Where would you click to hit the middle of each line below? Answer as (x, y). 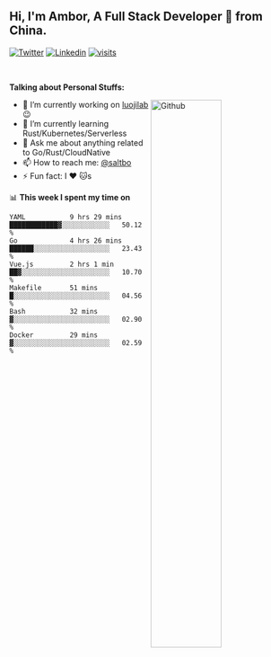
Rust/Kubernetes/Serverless (74, 133)
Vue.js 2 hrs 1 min (62, 264)
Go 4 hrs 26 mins (66, 240)
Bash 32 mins (54, 311)
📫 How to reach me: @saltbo (77, 162)
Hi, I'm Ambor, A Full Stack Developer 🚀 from (136, 17)
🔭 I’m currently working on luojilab (85, 104)
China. (28, 31)
